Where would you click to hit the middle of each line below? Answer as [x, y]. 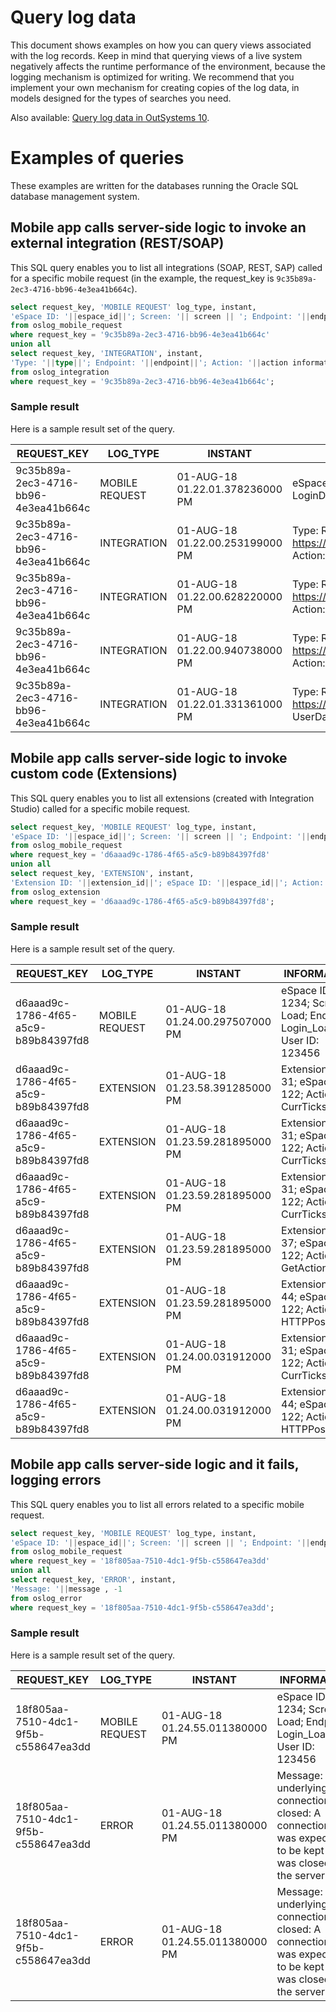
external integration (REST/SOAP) [117, 243]
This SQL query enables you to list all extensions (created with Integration [162, 798]
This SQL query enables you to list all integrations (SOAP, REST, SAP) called [166, 267]
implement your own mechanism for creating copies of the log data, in [155, 87]
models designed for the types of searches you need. [121, 98]
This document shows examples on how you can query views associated [161, 45]
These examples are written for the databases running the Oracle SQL [154, 185]
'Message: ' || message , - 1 [66, 1589]
